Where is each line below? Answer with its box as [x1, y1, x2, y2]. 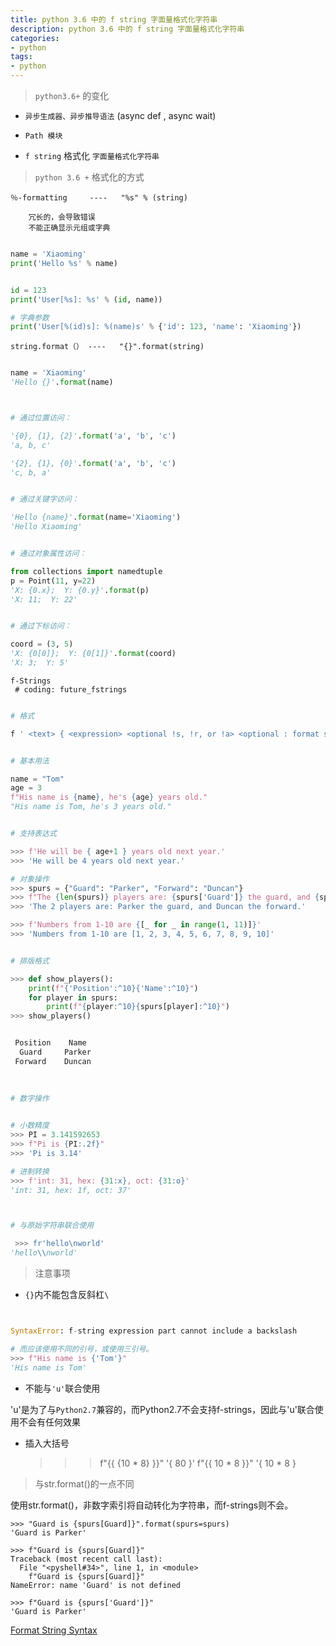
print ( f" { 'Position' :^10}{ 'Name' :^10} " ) [28, 983, 199, 993]
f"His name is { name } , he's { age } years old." [10, 792, 208, 803]
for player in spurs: [28, 992, 118, 1003]
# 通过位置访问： [10, 413, 72, 423]
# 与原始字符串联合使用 [10, 1221, 95, 1231]
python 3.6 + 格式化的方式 [34, 171, 145, 183]
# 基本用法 [10, 756, 50, 766]
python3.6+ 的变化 [34, 90, 110, 101]
